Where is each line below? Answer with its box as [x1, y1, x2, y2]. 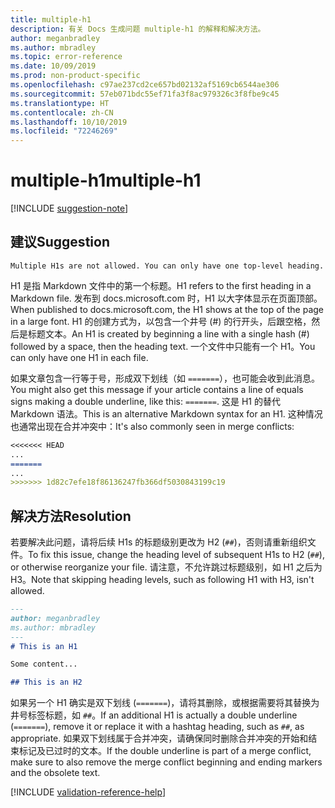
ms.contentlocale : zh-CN [10, 107, 114, 118]
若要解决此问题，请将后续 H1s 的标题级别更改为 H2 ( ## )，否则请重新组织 [10, 536, 308, 548]
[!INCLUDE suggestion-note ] [10, 202, 129, 215]
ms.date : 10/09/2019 [10, 61, 97, 71]
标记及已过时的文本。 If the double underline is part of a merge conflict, [18, 745, 312, 757]
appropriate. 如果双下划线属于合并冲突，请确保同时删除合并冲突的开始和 [10, 732, 309, 745]
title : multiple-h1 [10, 14, 92, 25]
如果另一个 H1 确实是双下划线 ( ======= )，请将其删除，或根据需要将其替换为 [10, 697, 320, 709]
